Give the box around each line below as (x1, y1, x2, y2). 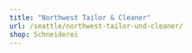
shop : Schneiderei (9, 30, 78, 39)
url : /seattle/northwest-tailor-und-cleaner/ (9, 22, 183, 31)
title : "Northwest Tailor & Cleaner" (9, 13, 151, 22)
